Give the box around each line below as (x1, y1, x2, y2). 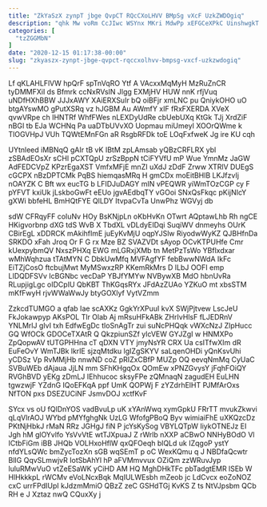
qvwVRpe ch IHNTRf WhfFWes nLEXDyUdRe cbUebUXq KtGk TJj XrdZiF (8, 112, 248, 122)
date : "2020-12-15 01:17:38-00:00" (8, 49, 127, 57)
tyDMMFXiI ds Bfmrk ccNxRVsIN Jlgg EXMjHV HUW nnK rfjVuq (8, 87, 217, 96)
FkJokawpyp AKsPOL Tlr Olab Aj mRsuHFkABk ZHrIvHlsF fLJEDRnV (8, 312, 233, 321)
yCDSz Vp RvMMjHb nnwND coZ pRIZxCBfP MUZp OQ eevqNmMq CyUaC (8, 354, 256, 364)
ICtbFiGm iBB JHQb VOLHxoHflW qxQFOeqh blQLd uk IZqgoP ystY (8, 438, 229, 448)
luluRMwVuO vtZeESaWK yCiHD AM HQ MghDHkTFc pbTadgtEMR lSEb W (8, 464, 253, 473)
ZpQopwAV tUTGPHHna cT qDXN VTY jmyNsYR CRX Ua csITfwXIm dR (8, 337, 241, 347)
